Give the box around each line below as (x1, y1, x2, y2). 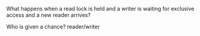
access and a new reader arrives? (6, 11, 91, 19)
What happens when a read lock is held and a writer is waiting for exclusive (6, 5, 195, 12)
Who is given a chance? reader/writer (6, 23, 100, 30)
